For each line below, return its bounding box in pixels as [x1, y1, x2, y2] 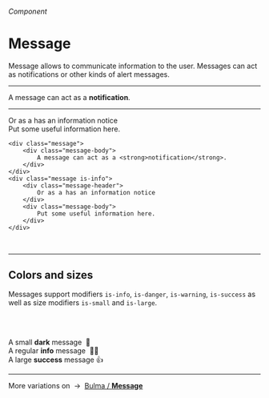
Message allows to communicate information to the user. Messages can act [8, 61, 258, 70]
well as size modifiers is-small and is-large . [8, 298, 158, 308]
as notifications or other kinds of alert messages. [8, 69, 170, 79]
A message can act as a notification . [8, 92, 130, 102]
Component [8, 6, 48, 16]
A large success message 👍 [8, 355, 104, 364]
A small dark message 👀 [8, 337, 90, 348]
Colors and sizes [8, 268, 94, 282]
